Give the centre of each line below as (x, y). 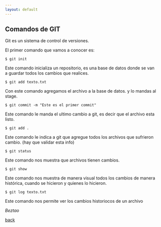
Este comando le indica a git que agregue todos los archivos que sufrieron (79, 137)
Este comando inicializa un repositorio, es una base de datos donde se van (80, 68)
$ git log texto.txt (26, 192)
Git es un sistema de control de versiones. (47, 41)
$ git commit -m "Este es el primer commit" (51, 105)
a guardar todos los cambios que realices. (47, 73)
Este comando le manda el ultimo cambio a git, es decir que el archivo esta (80, 114)
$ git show (16, 169)
